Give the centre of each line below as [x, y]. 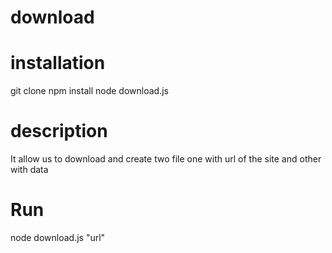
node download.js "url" [58, 237]
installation [58, 63]
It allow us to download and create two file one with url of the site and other [166, 159]
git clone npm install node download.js [89, 91]
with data [29, 170]
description [59, 131]
